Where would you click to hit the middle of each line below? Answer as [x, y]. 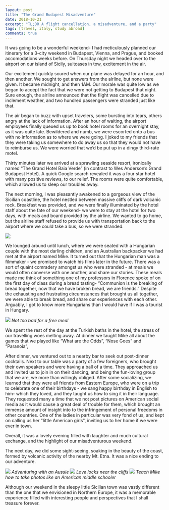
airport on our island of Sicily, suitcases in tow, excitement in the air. [76, 64]
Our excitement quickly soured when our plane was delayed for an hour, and [84, 73]
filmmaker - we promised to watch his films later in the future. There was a [83, 262]
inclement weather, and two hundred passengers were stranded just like [80, 100]
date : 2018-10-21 [23, 19]
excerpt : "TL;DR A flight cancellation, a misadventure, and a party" [81, 24]
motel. [12, 153]
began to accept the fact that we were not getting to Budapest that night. [81, 90]
